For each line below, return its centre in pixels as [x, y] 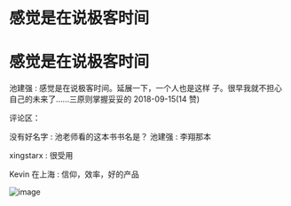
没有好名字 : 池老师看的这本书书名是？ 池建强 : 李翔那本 [110, 137]
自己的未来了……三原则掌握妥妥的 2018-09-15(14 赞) [105, 99]
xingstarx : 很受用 [41, 156]
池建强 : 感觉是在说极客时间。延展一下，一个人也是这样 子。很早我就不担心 [145, 88]
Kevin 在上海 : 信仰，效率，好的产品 [75, 174]
